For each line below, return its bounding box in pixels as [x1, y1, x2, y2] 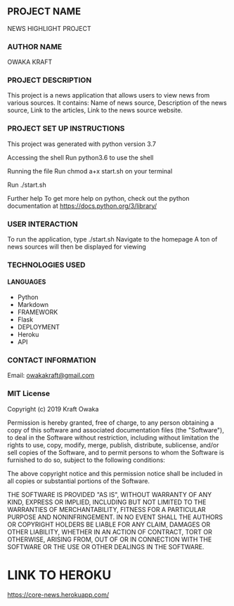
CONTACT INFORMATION [7, 355, 96, 365]
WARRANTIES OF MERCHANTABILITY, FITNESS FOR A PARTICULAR [7, 505, 206, 513]
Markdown [17, 301, 49, 309]
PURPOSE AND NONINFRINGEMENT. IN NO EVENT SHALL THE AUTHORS [7, 513, 223, 521]
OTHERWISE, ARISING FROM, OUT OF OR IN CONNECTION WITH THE [7, 535, 212, 544]
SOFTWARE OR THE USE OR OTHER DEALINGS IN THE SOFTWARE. [7, 542, 204, 551]
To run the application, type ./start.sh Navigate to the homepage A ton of [7, 235, 218, 243]
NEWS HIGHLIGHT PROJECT [7, 24, 91, 32]
